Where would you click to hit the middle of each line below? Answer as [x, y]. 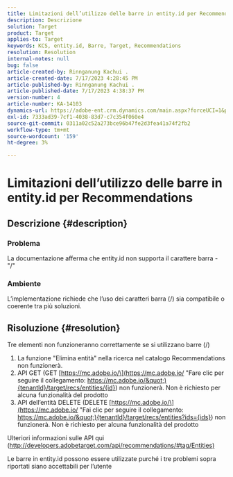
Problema [24, 243]
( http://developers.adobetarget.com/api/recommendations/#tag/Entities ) [111, 446]
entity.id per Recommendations [100, 198]
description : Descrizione [44, 20]
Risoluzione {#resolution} [64, 328]
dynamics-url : [28, 110]
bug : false [23, 65]
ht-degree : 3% [28, 143]
